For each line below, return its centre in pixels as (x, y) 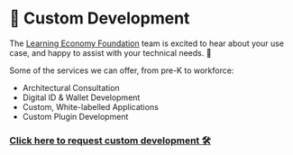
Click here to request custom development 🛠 (110, 141)
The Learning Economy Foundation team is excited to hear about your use (147, 43)
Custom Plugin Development (75, 116)
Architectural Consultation (71, 87)
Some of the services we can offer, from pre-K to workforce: (122, 70)
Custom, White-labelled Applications (91, 106)
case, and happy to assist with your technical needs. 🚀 (110, 52)
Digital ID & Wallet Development (81, 97)
